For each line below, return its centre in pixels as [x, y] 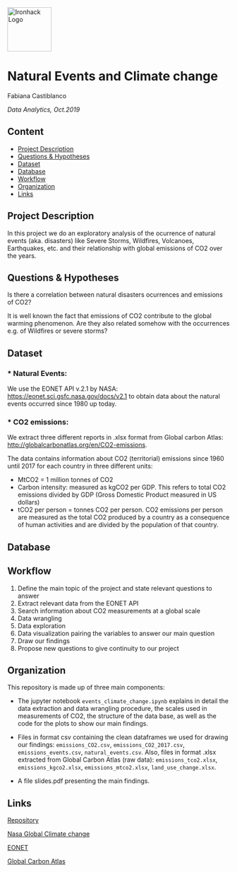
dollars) [29, 502]
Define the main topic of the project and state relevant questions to [115, 588]
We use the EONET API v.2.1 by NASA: [63, 389]
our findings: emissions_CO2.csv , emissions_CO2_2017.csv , [101, 745]
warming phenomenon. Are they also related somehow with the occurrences [119, 324]
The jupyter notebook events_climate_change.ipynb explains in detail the [123, 701]
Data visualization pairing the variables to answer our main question [116, 633]
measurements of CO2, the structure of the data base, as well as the [117, 716]
